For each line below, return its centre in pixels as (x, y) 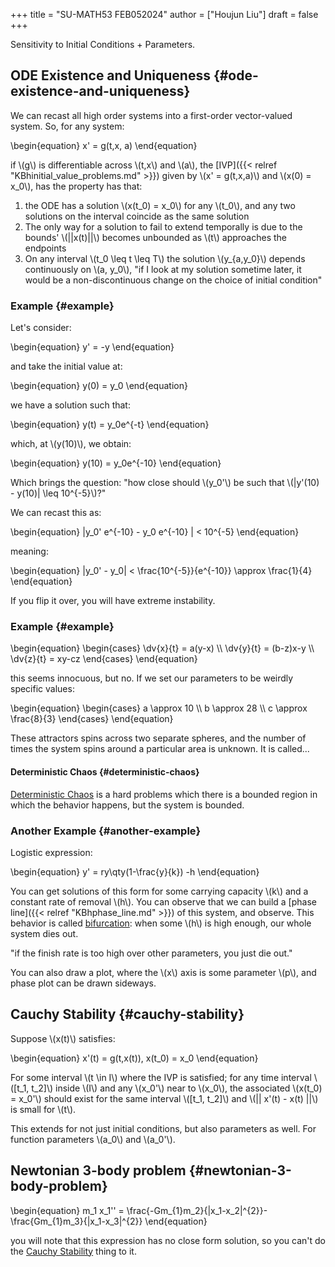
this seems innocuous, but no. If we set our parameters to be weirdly (152, 678)
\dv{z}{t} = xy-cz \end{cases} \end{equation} (104, 659)
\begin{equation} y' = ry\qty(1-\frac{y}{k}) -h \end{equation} (135, 871)
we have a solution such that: (70, 405)
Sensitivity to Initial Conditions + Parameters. (103, 44)
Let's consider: (41, 328)
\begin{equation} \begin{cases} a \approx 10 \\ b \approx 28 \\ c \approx (159, 708)
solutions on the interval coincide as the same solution (137, 216)
